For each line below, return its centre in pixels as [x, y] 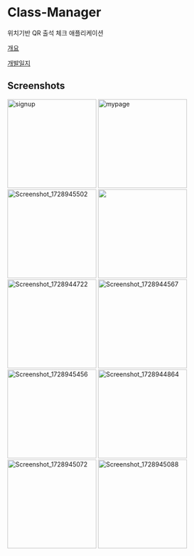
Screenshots [36, 86]
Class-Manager [54, 12]
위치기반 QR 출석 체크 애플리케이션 [55, 33]
